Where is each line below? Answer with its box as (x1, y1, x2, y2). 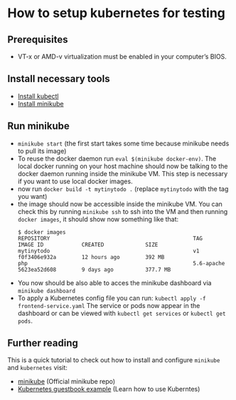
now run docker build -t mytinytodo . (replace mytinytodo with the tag (17, 184, 229, 193)
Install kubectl (17, 91, 59, 101)
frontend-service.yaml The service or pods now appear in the (17, 301, 200, 309)
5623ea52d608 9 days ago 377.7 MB (17, 266, 171, 273)
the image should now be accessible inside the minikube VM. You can (17, 200, 222, 208)
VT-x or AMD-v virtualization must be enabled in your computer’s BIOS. (17, 52, 227, 61)
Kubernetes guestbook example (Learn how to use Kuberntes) (17, 385, 200, 394)
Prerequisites (7, 34, 68, 46)
